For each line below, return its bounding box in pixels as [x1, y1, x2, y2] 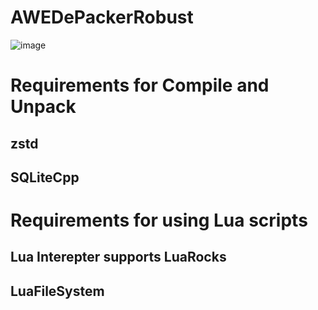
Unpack [10, 96, 77, 118]
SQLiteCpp [10, 169, 80, 186]
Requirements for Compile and [10, 74, 270, 97]
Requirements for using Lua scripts [10, 209, 308, 232]
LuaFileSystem [10, 282, 105, 300]
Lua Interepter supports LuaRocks [10, 249, 227, 266]
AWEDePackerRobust [10, 6, 194, 29]
